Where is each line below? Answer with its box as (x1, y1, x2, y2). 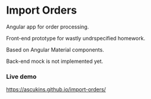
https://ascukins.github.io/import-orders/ (6, 86, 107, 93)
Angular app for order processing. (6, 23, 89, 30)
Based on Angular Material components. (6, 46, 105, 53)
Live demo (6, 72, 37, 81)
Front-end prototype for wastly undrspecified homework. (6, 34, 146, 41)
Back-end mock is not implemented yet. (6, 58, 104, 65)
